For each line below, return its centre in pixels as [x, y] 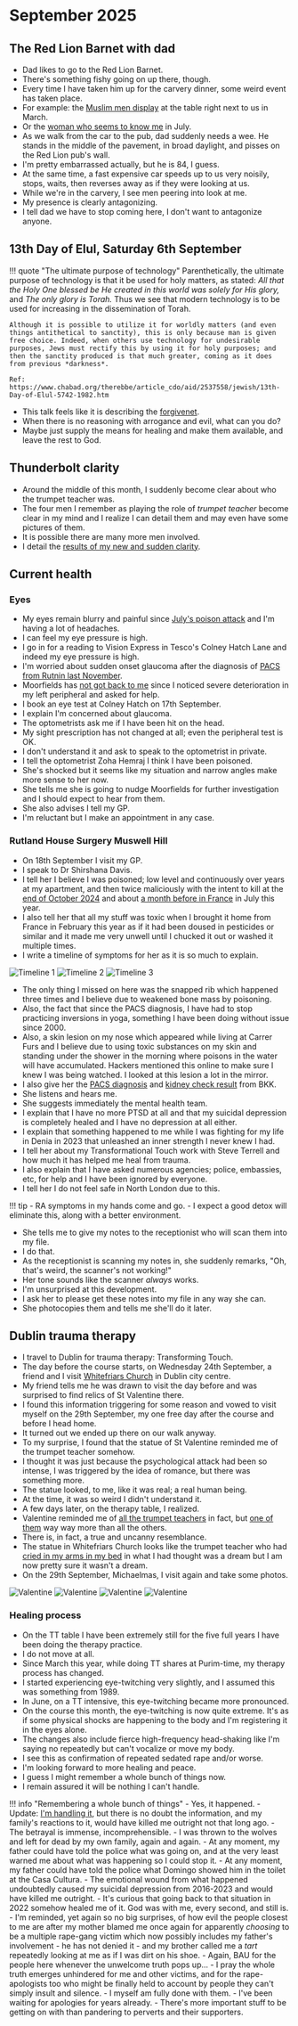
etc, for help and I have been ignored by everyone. [115, 1179]
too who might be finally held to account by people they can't [161, 1983]
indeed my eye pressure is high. [81, 657]
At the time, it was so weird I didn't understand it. [112, 1499]
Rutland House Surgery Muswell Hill [89, 841]
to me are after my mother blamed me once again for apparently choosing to [149, 1926]
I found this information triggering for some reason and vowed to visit [149, 1405]
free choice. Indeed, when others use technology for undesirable [135, 340]
